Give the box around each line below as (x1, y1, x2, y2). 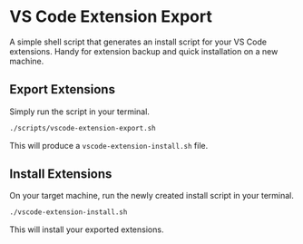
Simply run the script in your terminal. (9, 106, 150, 117)
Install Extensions (9, 166, 112, 182)
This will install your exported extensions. (9, 224, 164, 235)
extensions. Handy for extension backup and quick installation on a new (9, 45, 279, 56)
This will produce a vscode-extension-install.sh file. (9, 140, 209, 151)
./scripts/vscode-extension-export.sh (9, 123, 156, 132)
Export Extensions (9, 82, 116, 97)
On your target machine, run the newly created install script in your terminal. (9, 190, 295, 201)
